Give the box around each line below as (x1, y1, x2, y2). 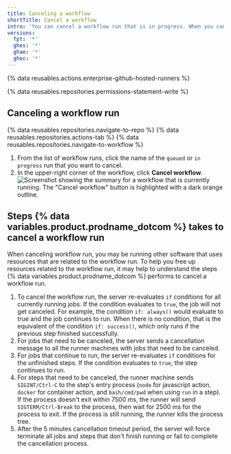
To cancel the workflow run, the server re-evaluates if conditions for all (16, 293, 221, 301)
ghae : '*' (13, 49, 41, 56)
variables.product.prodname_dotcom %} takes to (7, 221, 224, 233)
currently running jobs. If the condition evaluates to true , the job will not (16, 300, 221, 308)
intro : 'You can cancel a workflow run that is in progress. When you (7, 23, 214, 30)
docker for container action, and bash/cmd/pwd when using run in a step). (16, 388, 221, 397)
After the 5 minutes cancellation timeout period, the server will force (16, 425, 210, 433)
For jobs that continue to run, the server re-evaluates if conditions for (16, 351, 216, 359)
